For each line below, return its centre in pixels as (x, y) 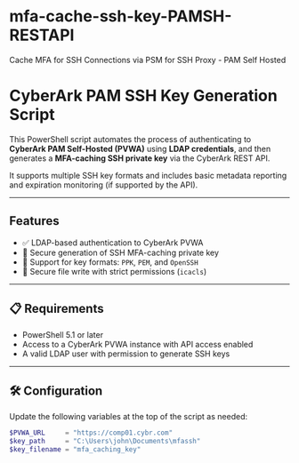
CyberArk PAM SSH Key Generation (143, 96)
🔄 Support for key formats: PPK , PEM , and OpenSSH (110, 262)
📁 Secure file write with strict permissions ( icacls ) (114, 271)
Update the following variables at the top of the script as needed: (128, 417)
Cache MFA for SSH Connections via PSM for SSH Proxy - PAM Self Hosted (148, 60)
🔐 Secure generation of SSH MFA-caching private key (121, 252)
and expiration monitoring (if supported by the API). (104, 185)
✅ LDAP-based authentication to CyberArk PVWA (113, 243)
